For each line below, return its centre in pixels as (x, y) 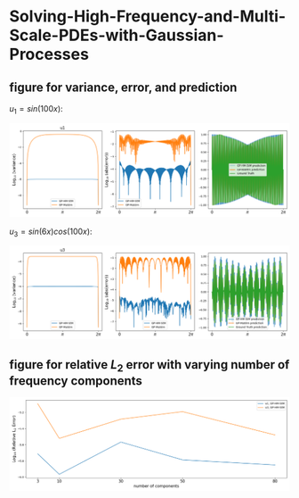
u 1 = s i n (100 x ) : (36, 110)
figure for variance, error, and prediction (123, 87)
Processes (49, 54)
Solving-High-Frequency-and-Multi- (148, 17)
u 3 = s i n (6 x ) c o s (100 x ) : (51, 232)
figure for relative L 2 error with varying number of (149, 365)
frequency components (76, 381)
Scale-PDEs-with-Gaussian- (117, 35)
